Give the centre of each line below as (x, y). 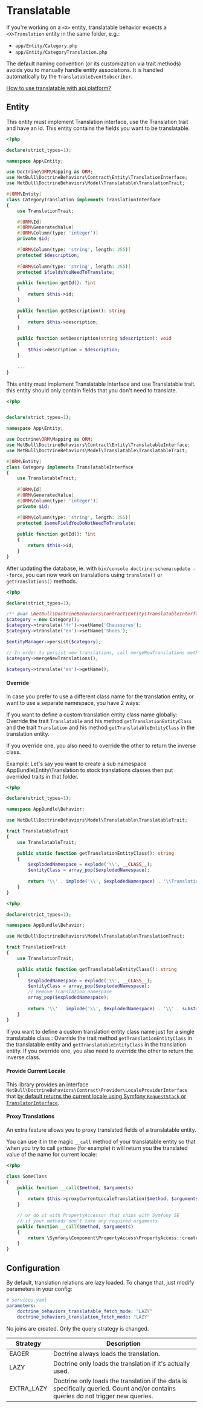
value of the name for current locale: (52, 1154)
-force (14, 575)
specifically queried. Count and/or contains (115, 1388)
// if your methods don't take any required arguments (88, 1221)
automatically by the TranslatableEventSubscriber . (69, 76)
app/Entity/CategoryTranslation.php (61, 52)
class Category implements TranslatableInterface (70, 467)
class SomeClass (27, 1176)
